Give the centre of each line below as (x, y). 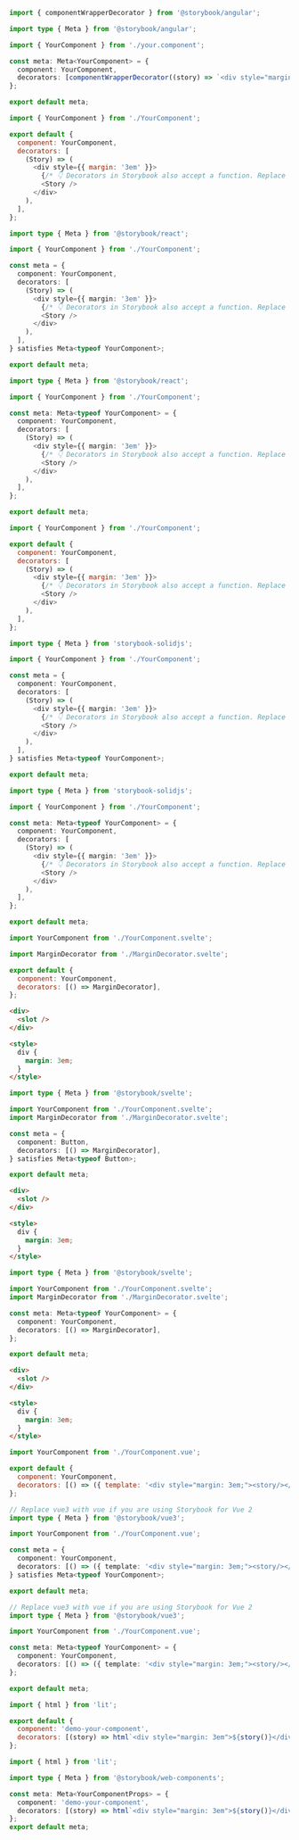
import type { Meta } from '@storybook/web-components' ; (117, 1778)
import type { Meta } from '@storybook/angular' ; (103, 29)
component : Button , (53, 1142)
